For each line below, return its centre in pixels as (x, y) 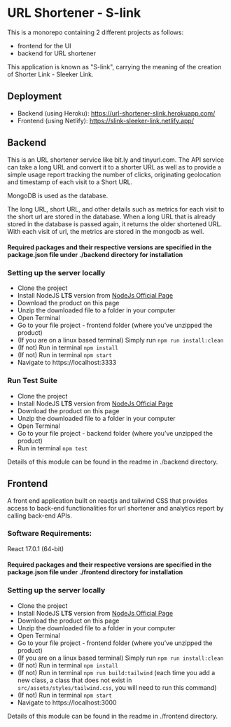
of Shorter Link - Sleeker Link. (50, 74)
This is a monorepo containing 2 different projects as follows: (96, 32)
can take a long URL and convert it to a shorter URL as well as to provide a (114, 167)
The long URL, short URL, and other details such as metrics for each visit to (116, 209)
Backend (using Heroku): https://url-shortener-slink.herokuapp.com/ (116, 113)
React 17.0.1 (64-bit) (36, 548)
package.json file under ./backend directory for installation (95, 255)
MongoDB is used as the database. (58, 195)
